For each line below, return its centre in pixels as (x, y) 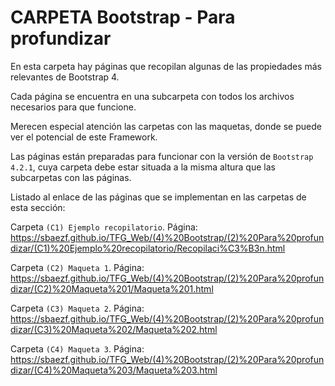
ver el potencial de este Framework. (84, 137)
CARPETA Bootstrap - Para (123, 17)
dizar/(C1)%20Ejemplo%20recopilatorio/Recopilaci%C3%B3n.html (148, 248)
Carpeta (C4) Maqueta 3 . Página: (77, 348)
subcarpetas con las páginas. (71, 177)
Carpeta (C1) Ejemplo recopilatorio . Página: (104, 227)
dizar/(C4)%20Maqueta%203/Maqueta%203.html (114, 370)
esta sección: (38, 207)
